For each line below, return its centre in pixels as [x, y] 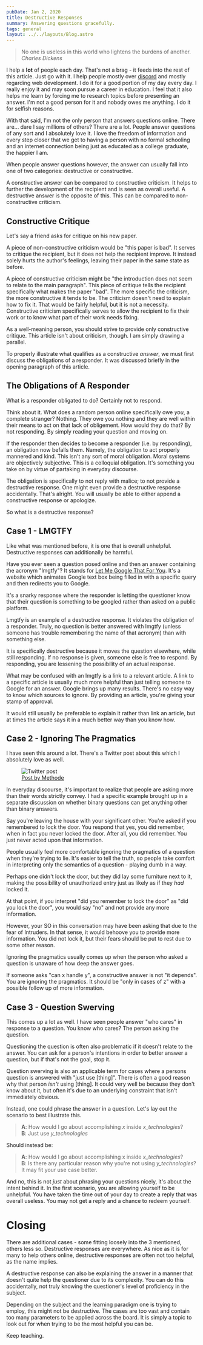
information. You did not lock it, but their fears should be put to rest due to [99, 939]
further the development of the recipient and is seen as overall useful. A [96, 189]
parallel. [16, 342]
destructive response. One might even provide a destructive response [93, 487]
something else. [26, 639]
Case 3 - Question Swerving [61, 1007]
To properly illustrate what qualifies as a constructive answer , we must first [100, 353]
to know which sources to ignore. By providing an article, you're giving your [101, 695]
